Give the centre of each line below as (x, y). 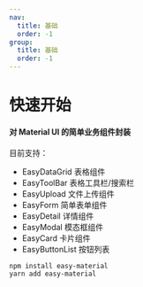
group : (21, 42)
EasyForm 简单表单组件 (64, 206)
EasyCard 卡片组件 (56, 238)
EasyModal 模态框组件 (63, 228)
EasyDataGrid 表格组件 (64, 172)
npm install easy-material (59, 267)
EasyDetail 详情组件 (58, 216)
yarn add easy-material (53, 274)
